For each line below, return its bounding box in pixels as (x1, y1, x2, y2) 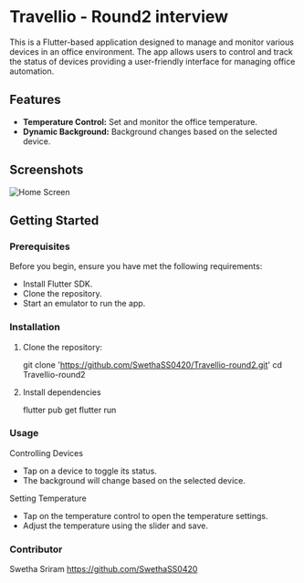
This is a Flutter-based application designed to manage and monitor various (9, 36, 295, 47)
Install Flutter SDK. (22, 278, 93, 289)
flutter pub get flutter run (22, 404, 117, 415)
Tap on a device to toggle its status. (22, 465, 158, 476)
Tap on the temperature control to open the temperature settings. (22, 510, 268, 521)
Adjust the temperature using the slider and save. (22, 520, 208, 531)
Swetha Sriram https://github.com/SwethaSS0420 (9, 564, 198, 575)
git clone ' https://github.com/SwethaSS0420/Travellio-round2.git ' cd (22, 359, 283, 370)
